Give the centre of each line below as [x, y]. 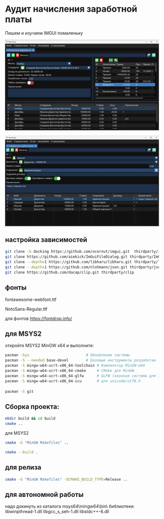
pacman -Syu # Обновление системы [68, 355]
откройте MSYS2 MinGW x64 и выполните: [50, 346]
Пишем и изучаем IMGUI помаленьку [44, 33]
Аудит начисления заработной [71, 9]
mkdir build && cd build [30, 419]
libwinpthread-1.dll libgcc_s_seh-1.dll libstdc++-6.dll [57, 512]
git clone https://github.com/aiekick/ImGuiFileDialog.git [66, 257]
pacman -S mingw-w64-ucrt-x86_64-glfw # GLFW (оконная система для [81, 376]
